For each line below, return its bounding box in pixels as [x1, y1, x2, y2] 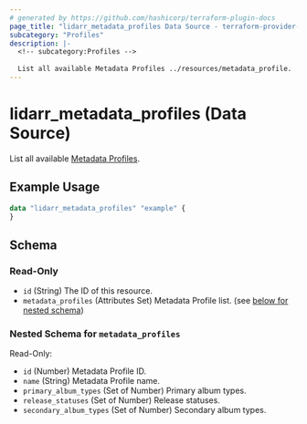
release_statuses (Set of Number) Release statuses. [22, 395, 221, 406]
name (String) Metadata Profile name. [22, 376, 160, 387]
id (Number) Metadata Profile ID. [22, 366, 147, 377]
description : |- [9, 38, 71, 48]
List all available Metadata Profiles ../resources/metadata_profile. [17, 65, 292, 74]
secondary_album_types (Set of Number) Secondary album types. [22, 405, 267, 416]
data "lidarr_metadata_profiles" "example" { [9, 203, 185, 212]
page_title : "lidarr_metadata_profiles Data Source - [9, 22, 219, 31]
